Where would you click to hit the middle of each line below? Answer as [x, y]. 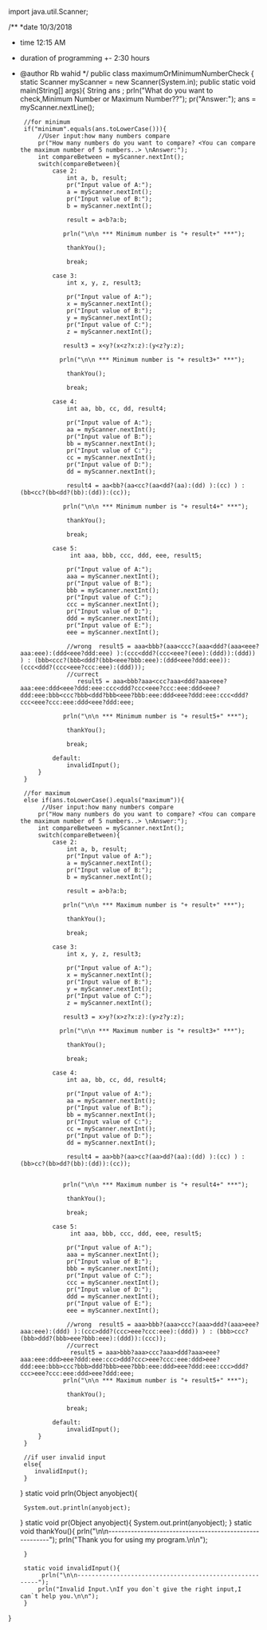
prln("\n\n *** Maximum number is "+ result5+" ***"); [155, 1381]
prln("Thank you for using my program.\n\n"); [133, 1540]
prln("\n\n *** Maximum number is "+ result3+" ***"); [152, 1031]
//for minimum [47, 122]
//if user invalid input [65, 1457]
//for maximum [47, 793]
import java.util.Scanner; [49, 12]
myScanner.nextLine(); [57, 107]
